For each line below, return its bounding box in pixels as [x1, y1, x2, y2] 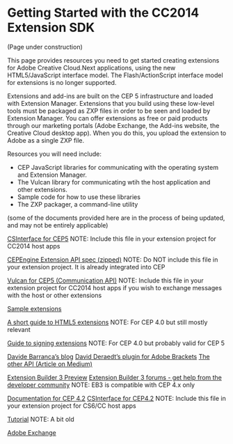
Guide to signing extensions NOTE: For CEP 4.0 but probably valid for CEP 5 [7, 339, 225, 347]
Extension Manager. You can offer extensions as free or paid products [7, 113, 208, 122]
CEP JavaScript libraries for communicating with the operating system [17, 163, 219, 171]
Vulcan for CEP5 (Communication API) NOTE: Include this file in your [7, 276, 204, 285]
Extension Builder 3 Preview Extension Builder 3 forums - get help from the [7, 373, 223, 381]
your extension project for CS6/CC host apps [7, 402, 137, 410]
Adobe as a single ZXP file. [7, 136, 85, 144]
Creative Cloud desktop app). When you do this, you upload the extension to [7, 129, 227, 137]
